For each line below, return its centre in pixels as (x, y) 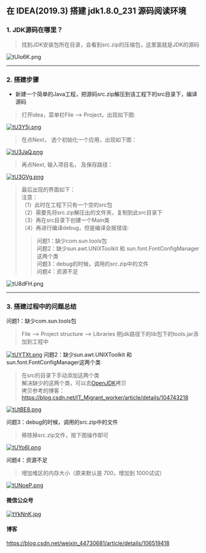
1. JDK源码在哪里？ (35, 30)
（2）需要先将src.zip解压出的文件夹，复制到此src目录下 (92, 212)
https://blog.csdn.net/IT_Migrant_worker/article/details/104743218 (105, 398)
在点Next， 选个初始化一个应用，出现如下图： (79, 139)
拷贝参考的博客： (43, 391)
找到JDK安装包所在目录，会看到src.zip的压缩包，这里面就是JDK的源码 (110, 44)
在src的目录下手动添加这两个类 (60, 375)
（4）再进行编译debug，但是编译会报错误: (75, 227)
